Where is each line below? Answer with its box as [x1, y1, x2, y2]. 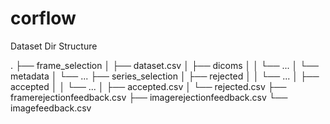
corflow [10, 7, 77, 30]
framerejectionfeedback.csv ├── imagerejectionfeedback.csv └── [10, 91, 288, 103]
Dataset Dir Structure [10, 40, 98, 52]
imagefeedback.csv [10, 102, 92, 114]
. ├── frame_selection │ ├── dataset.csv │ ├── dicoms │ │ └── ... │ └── [10, 59, 320, 71]
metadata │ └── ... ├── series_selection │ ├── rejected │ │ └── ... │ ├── [10, 70, 320, 82]
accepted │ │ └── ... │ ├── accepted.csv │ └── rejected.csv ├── [10, 80, 287, 92]
